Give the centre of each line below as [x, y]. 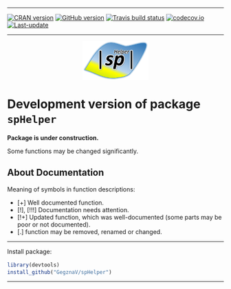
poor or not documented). [54, 224]
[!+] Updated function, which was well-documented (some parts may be [119, 217]
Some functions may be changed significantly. [73, 151]
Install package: [30, 251]
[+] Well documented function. [60, 203]
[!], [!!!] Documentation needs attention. [73, 209]
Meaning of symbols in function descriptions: [71, 189]
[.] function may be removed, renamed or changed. [90, 231]
